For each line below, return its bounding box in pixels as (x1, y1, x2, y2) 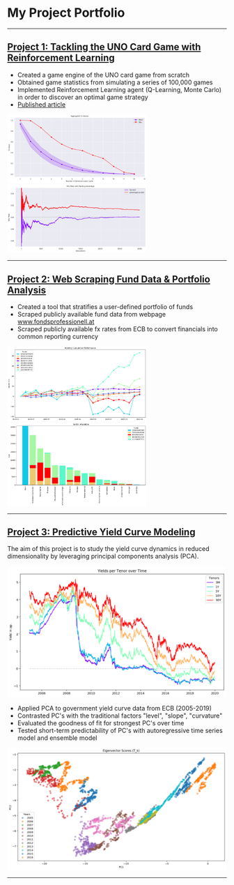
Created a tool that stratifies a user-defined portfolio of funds (17, 303, 194, 311)
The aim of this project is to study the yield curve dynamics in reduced (7, 545, 210, 553)
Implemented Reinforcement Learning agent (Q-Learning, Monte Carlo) (17, 85, 221, 93)
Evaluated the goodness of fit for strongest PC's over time (17, 719, 185, 727)
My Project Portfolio (7, 5, 125, 21)
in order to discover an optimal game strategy (17, 93, 148, 101)
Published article (17, 100, 66, 109)
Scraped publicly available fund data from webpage (17, 310, 166, 319)
